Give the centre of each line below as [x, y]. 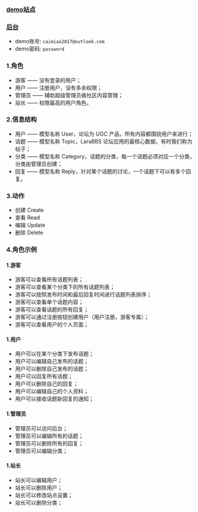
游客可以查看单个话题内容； [49, 302]
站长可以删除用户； [39, 487]
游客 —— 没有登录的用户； [48, 80]
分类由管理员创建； [39, 164]
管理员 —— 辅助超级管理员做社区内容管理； [69, 95]
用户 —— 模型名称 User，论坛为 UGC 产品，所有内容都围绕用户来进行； [104, 134]
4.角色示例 [22, 250]
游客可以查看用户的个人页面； [52, 325]
